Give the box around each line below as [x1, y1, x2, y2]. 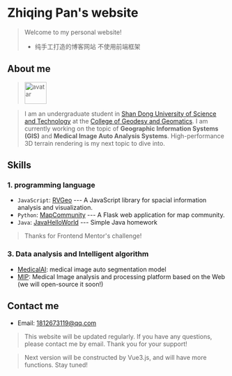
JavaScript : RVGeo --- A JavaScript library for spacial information [17, 196, 207, 204]
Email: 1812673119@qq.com [17, 319, 97, 327]
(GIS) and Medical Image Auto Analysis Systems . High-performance [24, 131, 224, 140]
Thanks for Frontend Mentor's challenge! [24, 232, 142, 240]
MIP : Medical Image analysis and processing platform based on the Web [17, 272, 225, 280]
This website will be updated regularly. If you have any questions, [24, 332, 212, 340]
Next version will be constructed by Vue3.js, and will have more [24, 353, 207, 361]
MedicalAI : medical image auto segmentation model [17, 265, 167, 273]
